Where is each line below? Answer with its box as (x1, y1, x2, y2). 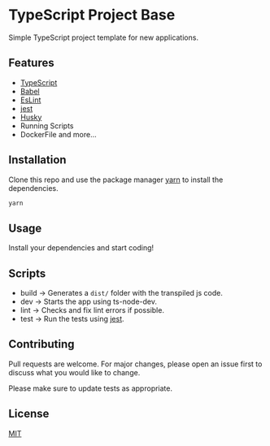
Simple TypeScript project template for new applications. (8, 32, 199, 42)
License (8, 407, 50, 421)
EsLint (20, 95, 41, 105)
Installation (8, 153, 67, 167)
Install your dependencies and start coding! (8, 243, 155, 253)
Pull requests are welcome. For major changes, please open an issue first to (8, 359, 263, 369)
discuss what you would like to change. (8, 367, 141, 377)
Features (8, 56, 54, 70)
